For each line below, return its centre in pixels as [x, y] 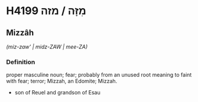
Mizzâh [20, 33]
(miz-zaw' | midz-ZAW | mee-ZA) [47, 47]
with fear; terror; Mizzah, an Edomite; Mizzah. [62, 81]
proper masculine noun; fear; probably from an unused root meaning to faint [99, 75]
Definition [21, 62]
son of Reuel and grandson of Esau [57, 93]
